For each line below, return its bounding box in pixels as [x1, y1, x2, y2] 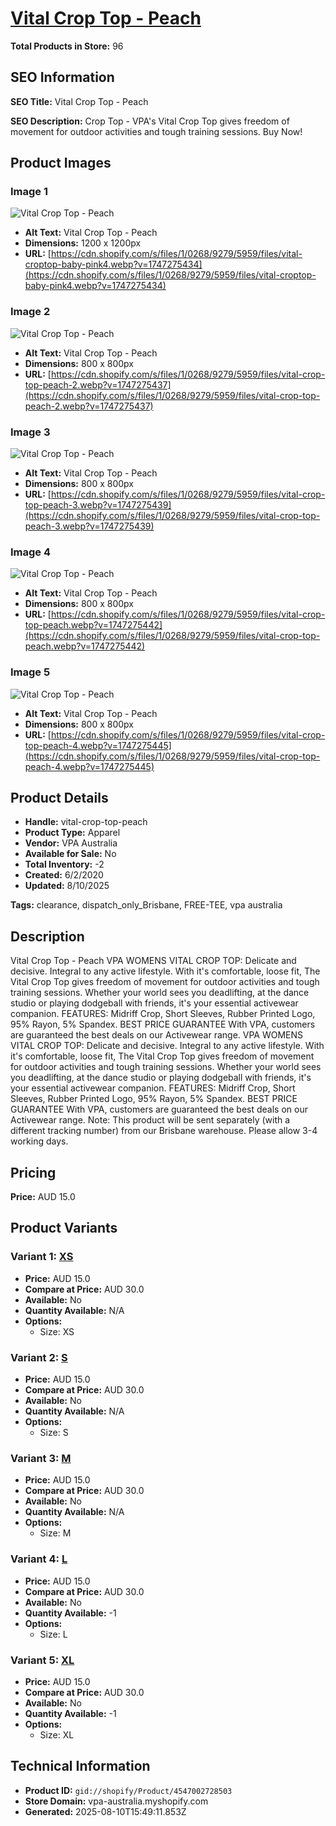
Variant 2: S [10, 1350, 68, 1364]
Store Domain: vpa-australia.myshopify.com [24, 1795, 209, 1807]
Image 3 [10, 425, 51, 439]
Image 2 [10, 305, 51, 319]
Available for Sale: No [24, 848, 117, 860]
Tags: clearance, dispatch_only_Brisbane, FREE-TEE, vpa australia [10, 899, 283, 911]
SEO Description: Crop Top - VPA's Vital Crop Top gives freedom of [10, 115, 290, 127]
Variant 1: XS [10, 1250, 74, 1264]
